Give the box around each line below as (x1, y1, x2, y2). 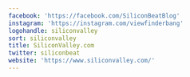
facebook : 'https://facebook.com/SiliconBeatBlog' (8, 11, 180, 20)
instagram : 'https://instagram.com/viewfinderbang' (8, 19, 184, 27)
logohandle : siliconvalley (8, 26, 98, 34)
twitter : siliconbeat (8, 49, 81, 57)
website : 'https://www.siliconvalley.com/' (8, 57, 156, 65)
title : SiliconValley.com (8, 42, 94, 50)
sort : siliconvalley (8, 34, 77, 43)
